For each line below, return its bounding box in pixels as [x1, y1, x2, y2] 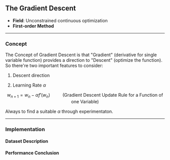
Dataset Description [5, 138, 49, 144]
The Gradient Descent [5, 4, 76, 13]
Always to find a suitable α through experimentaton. [5, 108, 113, 114]
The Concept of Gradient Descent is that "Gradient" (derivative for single [5, 52, 157, 58]
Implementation [5, 126, 46, 133]
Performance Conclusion [5, 150, 59, 156]
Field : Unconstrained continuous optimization [12, 17, 108, 23]
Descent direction [12, 72, 50, 78]
